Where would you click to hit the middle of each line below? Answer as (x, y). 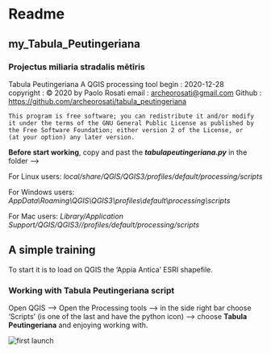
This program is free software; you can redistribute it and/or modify (131, 116)
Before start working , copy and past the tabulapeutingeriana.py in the (128, 152)
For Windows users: (42, 192)
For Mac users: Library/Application (66, 216)
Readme (37, 14)
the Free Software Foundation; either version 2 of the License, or (126, 130)
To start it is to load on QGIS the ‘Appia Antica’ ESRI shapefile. (111, 269)
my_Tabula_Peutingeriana (75, 44)
